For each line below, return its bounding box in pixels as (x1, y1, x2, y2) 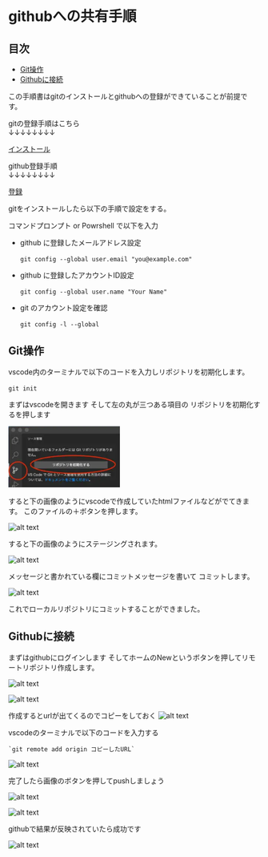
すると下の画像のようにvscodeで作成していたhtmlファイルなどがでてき (8, 496, 243, 506)
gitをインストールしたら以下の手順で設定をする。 (8, 204, 171, 213)
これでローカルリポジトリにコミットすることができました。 (8, 604, 205, 613)
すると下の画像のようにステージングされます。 (8, 539, 162, 548)
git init (8, 384, 38, 393)
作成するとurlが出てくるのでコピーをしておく (8, 710, 157, 720)
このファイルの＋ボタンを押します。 (23, 506, 142, 515)
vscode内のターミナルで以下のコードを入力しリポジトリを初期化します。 (8, 366, 250, 377)
